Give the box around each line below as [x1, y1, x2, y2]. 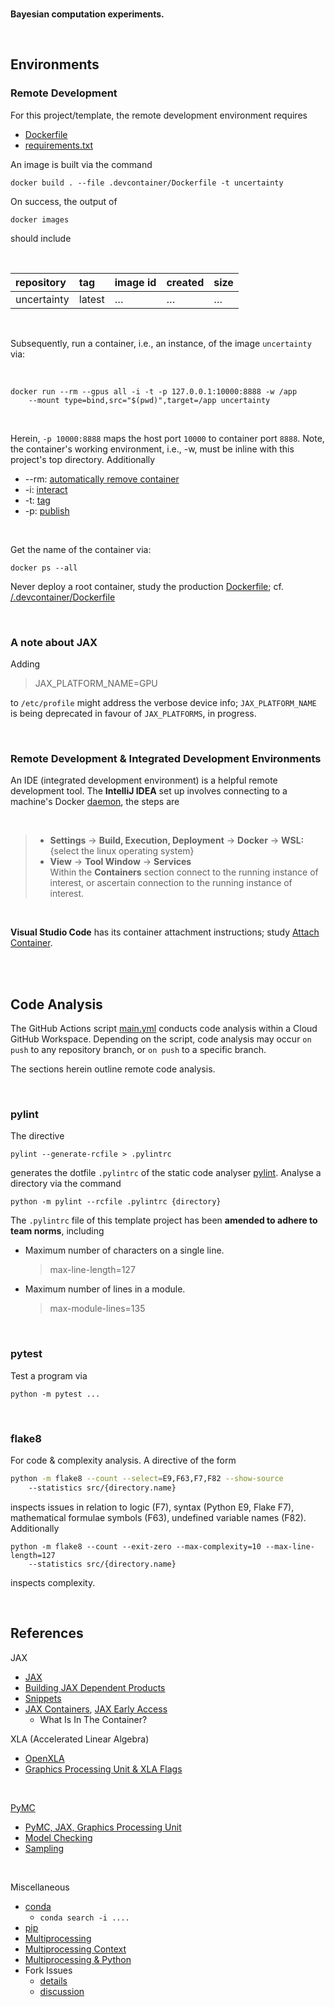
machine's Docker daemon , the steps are [10, 796, 180, 808]
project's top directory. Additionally [10, 453, 156, 465]
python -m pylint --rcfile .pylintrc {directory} [10, 1197, 222, 1207]
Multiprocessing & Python [24, 1953, 132, 1965]
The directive [10, 1130, 65, 1142]
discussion [39, 1985, 85, 1997]
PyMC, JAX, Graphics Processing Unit [24, 1821, 182, 1833]
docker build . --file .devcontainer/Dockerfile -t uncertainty [10, 178, 284, 188]
